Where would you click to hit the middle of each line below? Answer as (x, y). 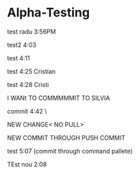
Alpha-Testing (49, 13)
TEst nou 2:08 (27, 164)
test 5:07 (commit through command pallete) (70, 151)
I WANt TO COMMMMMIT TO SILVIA (59, 98)
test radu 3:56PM (31, 32)
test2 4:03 (22, 45)
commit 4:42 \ (27, 111)
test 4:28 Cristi (28, 84)
